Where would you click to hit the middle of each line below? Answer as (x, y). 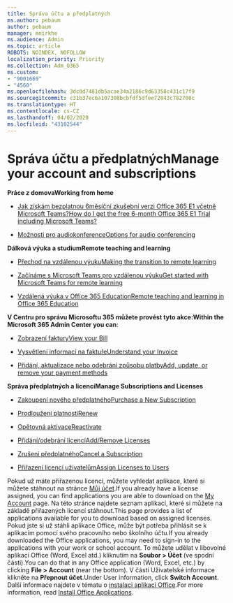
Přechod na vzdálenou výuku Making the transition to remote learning (116, 262)
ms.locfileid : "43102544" (45, 124)
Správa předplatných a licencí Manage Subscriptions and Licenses (105, 386)
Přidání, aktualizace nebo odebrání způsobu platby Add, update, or (112, 365)
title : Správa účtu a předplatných (59, 14)
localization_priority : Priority (56, 59)
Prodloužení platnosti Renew (58, 414)
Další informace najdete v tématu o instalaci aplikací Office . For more (105, 585)
